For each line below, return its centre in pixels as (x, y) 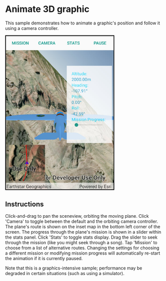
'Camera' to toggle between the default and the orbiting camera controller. (82, 221)
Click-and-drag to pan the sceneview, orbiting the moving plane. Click (77, 216)
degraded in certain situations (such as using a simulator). (65, 274)
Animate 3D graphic (47, 9)
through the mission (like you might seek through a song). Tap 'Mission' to (82, 243)
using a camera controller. (32, 28)
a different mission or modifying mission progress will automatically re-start (83, 253)
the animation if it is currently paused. (44, 259)
